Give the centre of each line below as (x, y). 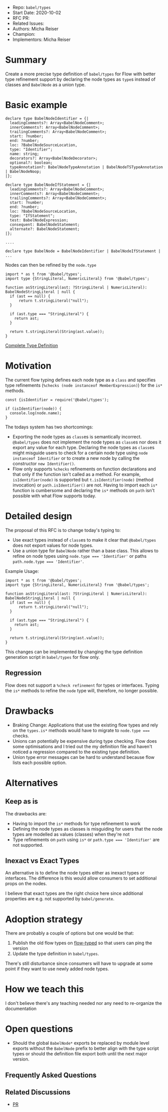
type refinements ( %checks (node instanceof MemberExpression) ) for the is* (84, 385)
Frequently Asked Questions (51, 1075)
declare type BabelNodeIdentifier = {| (47, 118)
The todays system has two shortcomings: (49, 427)
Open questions (39, 1029)
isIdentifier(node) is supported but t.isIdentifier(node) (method (83, 479)
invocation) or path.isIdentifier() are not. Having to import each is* (85, 485)
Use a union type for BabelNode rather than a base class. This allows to (85, 551)
